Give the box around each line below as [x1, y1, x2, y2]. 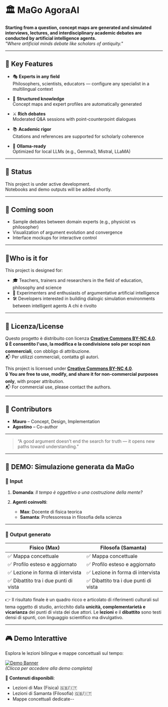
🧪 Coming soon [5, 205, 53, 214]
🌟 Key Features [5, 60, 53, 68]
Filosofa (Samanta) [100, 544, 146, 551]
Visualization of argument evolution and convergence [12, 229, 123, 235]
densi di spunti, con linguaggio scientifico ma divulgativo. [5, 614, 123, 620]
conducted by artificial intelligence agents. [5, 35, 96, 41]
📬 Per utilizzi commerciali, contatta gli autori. [5, 354, 99, 360]
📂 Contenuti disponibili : [5, 675, 55, 681]
